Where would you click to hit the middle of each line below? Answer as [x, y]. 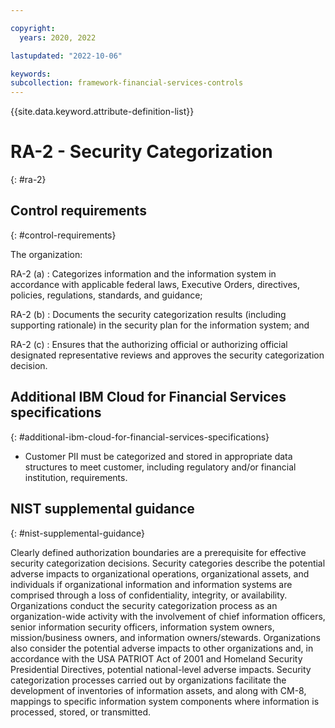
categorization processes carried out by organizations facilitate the [148, 680]
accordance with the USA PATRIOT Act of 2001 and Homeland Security [156, 658]
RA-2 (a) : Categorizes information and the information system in [143, 273]
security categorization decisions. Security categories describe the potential [168, 563]
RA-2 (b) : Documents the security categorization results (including [148, 314]
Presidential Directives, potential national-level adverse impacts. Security [161, 669]
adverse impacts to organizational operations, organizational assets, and [160, 573]
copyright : [33, 28]
